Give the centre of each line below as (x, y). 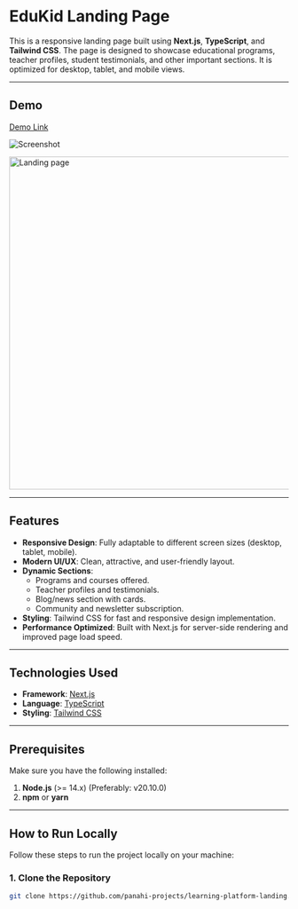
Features (34, 521)
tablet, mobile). (50, 551)
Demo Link (29, 127)
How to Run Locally (63, 833)
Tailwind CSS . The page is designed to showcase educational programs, (142, 50)
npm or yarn (45, 797)
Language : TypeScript (63, 704)
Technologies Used (63, 672)
